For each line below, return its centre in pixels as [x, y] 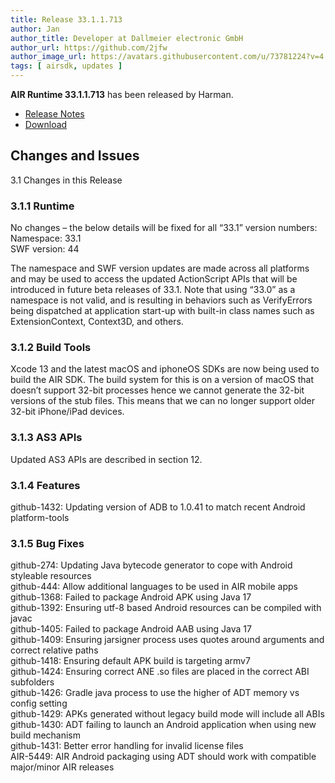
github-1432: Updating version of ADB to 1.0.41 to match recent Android [158, 507]
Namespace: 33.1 [46, 238]
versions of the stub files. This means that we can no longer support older [162, 401]
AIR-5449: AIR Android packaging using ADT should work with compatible [163, 757]
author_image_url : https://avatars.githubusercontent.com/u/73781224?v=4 [167, 57]
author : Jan [35, 29]
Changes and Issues [75, 156]
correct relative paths [54, 650]
